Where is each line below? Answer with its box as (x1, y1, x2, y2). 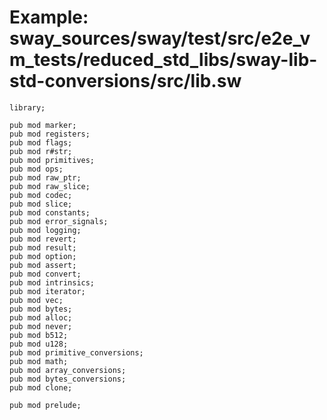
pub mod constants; (9, 207, 91, 218)
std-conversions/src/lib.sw (9, 70, 242, 93)
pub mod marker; (9, 120, 77, 130)
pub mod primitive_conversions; (9, 347, 144, 358)
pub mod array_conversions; (9, 365, 127, 375)
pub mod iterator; (9, 286, 86, 296)
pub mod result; (9, 242, 77, 253)
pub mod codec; (9, 190, 73, 200)
